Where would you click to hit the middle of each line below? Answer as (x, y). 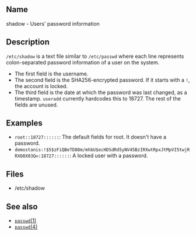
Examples (24, 123)
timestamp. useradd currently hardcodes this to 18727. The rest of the (97, 98)
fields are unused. (36, 105)
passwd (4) (26, 227)
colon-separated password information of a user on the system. (83, 62)
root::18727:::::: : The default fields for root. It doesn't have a (90, 137)
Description (28, 42)
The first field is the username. (51, 74)
